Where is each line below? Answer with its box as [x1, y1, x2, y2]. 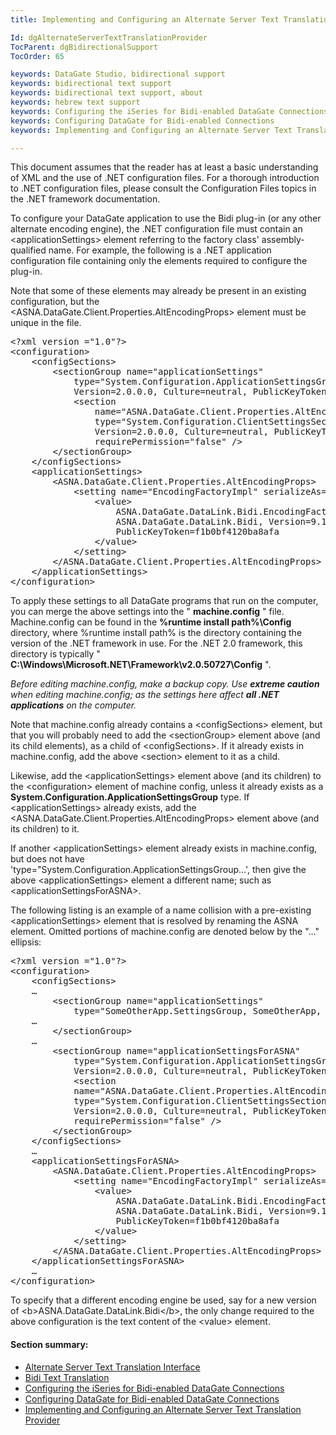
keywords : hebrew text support [10, 97, 141, 107]
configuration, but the [10, 296, 100, 308]
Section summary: [10, 1338, 89, 1350]
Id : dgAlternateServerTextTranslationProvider [10, 32, 208, 43]
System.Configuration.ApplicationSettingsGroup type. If [10, 791, 250, 803]
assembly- [261, 234, 305, 246]
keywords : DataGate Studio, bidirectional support [10, 69, 226, 80]
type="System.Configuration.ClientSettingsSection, [73, 1096, 333, 1107]
